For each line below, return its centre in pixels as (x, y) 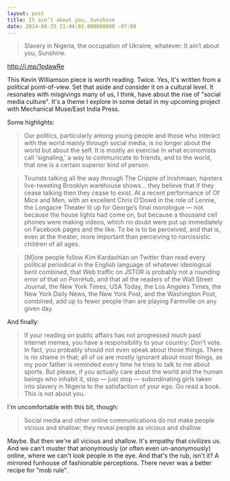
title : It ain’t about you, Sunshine (61, 20)
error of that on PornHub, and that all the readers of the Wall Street (118, 279)
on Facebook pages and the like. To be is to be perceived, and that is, (122, 229)
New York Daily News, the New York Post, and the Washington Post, (120, 294)
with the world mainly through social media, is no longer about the (117, 143)
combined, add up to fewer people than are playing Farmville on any (120, 301)
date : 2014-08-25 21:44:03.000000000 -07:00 (72, 26)
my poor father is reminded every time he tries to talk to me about (117, 365)
